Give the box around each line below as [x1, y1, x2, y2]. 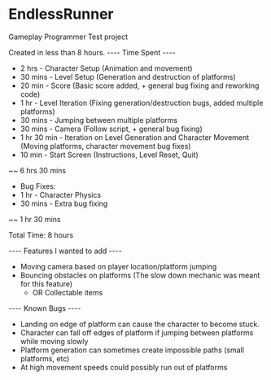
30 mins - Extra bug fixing [20, 199, 108, 208]
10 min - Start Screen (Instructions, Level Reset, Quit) [20, 150, 199, 159]
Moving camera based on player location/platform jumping [20, 261, 217, 271]
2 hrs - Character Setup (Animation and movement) [20, 63, 193, 73]
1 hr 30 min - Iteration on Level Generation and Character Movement [20, 132, 250, 142]
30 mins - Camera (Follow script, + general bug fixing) [20, 124, 203, 133]
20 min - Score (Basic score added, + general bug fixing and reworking [20, 81, 260, 90]
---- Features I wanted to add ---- [8, 246, 122, 256]
